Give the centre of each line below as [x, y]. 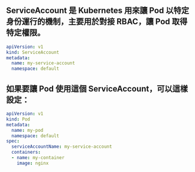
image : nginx [33, 163]
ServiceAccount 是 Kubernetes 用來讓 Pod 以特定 [97, 11]
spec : [13, 141]
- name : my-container [38, 158]
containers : [26, 152]
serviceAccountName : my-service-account [62, 147]
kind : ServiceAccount [33, 52]
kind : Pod [18, 119]
